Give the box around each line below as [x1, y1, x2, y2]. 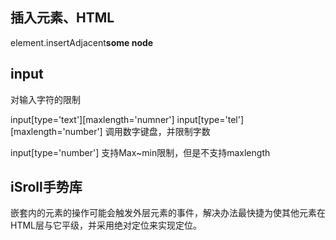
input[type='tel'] [176, 113, 244, 125]
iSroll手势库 [10, 179, 83, 196]
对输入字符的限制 [10, 93, 81, 105]
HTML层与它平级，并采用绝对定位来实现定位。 [10, 219, 203, 232]
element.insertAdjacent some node [10, 36, 154, 48]
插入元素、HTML [10, 9, 115, 27]
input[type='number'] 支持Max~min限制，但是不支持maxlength [10, 146, 271, 158]
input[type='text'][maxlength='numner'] [10, 113, 175, 125]
